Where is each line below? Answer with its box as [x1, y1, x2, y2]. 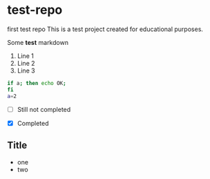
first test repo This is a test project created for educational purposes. [7, 25, 204, 33]
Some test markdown [7, 38, 69, 46]
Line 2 [17, 59, 36, 67]
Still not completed [17, 105, 71, 113]
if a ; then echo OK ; [7, 79, 67, 86]
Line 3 [17, 66, 36, 75]
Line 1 [17, 51, 35, 60]
